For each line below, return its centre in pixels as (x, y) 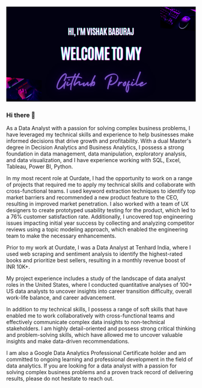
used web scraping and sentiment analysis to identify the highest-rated (94, 254)
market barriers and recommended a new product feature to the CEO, (92, 198)
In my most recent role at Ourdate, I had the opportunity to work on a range (99, 178)
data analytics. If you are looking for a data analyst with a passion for (92, 366)
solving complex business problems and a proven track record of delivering (100, 372)
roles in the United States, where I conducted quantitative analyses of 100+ (99, 285)
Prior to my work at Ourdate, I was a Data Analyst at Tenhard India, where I (99, 248)
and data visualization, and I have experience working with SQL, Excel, (94, 160)
